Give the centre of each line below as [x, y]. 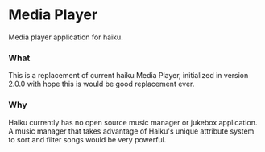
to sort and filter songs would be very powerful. [87, 139]
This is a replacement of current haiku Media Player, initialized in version [128, 76]
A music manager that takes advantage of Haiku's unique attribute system [131, 131]
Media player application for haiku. [66, 37]
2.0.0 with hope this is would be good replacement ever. [101, 84]
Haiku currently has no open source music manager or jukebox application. [133, 122]
